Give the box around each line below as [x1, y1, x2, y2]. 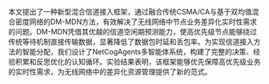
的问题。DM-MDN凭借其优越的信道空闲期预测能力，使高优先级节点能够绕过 [8, 27, 258, 36]
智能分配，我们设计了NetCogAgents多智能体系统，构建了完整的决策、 [22, 47, 254, 56]
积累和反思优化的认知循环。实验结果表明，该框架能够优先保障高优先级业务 [14, 57, 261, 66]
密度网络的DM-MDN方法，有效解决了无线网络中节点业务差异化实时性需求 [14, 17, 258, 26]
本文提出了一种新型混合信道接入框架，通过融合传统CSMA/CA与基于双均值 [8, 7, 252, 16]
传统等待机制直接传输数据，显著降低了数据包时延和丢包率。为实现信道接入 [8, 37, 254, 46]
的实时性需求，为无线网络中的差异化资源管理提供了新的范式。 [8, 67, 212, 76]
